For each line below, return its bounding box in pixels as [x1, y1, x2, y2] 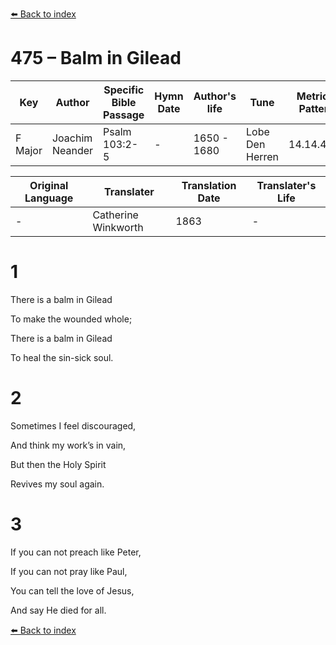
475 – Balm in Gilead [10, 47, 182, 70]
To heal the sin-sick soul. [10, 351, 114, 363]
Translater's [256, 178, 317, 192]
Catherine [92, 208, 139, 222]
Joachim [51, 131, 93, 145]
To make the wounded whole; [10, 313, 133, 325]
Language [24, 191, 74, 205]
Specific [103, 83, 145, 97]
